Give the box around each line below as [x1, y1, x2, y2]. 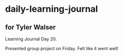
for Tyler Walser [5, 23, 56, 31]
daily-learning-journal [5, 3, 98, 15]
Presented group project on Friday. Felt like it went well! [5, 46, 119, 51]
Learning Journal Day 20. [5, 36, 57, 42]
